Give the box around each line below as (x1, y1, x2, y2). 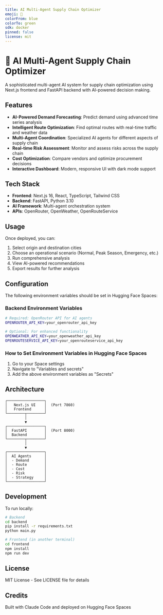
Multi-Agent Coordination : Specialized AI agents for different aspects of (12, 135, 158, 140)
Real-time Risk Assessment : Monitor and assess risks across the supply (12, 145, 159, 151)
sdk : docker (5, 25, 29, 30)
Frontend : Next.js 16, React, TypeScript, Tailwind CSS (12, 193, 120, 199)
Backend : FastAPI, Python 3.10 (12, 198, 74, 204)
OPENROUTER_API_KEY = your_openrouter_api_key (5, 320, 97, 326)
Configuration (5, 280, 49, 288)
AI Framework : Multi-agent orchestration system (12, 203, 110, 209)
